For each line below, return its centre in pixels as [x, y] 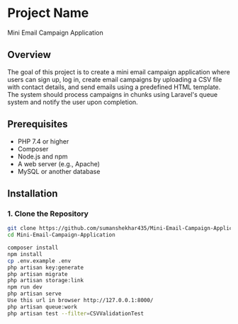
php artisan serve [34, 294]
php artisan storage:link [45, 281]
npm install [25, 254]
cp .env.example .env [39, 261]
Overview [29, 55]
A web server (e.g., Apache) [59, 163]
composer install [33, 248]
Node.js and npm [42, 156]
